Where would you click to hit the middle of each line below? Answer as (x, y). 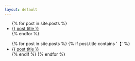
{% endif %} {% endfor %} (38, 54)
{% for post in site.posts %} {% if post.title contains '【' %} (71, 44)
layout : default (21, 9)
